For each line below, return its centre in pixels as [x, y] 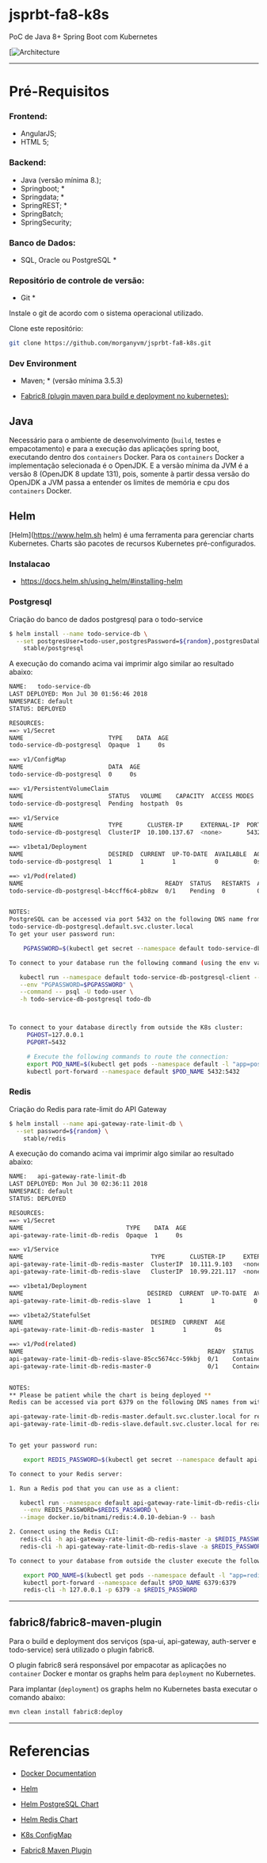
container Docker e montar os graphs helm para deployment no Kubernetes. [132, 1674]
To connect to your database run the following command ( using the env [130, 962]
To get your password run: [53, 1445]
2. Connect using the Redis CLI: [64, 1532]
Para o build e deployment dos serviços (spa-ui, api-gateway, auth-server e [133, 1641]
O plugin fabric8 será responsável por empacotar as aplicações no [118, 1665]
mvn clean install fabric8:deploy [66, 1712]
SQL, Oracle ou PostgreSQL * [69, 260]
